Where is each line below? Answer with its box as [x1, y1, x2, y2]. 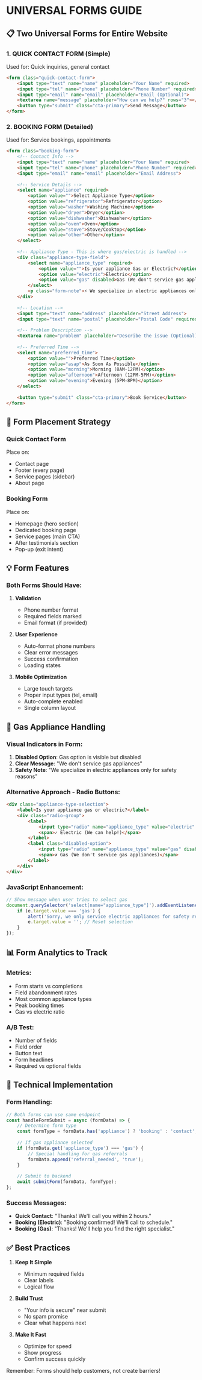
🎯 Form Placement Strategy [6, 416, 111, 427]
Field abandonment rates [14, 989, 77, 996]
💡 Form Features [6, 563, 69, 573]
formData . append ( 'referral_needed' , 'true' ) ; [28, 1156, 144, 1162]
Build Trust [14, 1295, 43, 1302]
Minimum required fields [23, 1270, 85, 1278]
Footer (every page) [14, 466, 65, 474]
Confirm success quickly [23, 1355, 86, 1363]
